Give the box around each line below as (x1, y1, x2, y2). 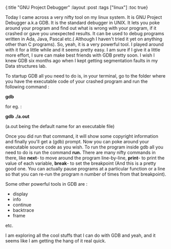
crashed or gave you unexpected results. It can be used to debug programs (5, 31, 164, 36)
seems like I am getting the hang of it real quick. (5, 238, 106, 244)
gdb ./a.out (5, 113, 30, 119)
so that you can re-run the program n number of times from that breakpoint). (5, 171, 166, 177)
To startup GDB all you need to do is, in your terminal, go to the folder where (5, 73, 166, 79)
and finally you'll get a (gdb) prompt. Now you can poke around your (5, 139, 150, 144)
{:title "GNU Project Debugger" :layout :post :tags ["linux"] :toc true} (5, 5, 148, 10)
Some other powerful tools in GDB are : (5, 181, 88, 187)
